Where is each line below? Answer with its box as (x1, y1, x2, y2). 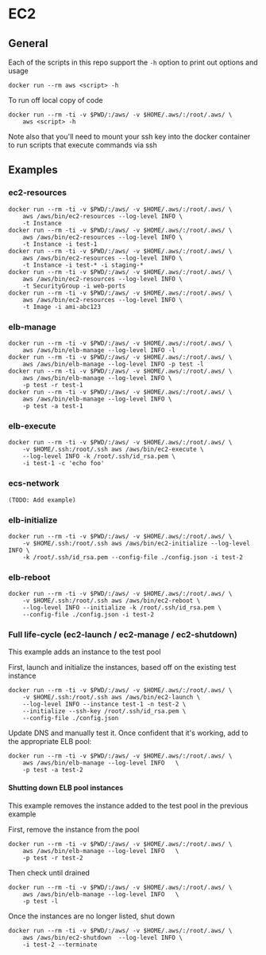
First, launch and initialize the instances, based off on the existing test (8, 663, 237, 672)
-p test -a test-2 (22, 766, 83, 774)
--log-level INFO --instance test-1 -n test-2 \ (22, 700, 187, 709)
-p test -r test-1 (22, 381, 83, 389)
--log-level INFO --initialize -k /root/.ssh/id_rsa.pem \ (22, 604, 222, 612)
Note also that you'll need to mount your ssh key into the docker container (8, 132, 251, 141)
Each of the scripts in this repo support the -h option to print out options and (8, 57, 258, 67)
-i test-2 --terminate (22, 941, 98, 949)
